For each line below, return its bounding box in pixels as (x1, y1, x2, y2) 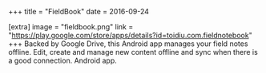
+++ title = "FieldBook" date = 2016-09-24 (8, 7, 150, 16)
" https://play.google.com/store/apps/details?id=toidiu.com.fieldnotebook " (8, 31, 252, 40)
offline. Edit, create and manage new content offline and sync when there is (8, 48, 258, 56)
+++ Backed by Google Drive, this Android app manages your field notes (8, 39, 248, 48)
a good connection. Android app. (8, 56, 118, 65)
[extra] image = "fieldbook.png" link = (8, 22, 134, 31)
